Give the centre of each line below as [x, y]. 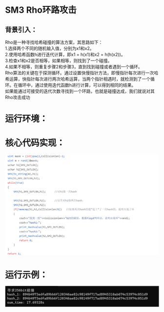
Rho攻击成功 [18, 97]
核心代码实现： [35, 143]
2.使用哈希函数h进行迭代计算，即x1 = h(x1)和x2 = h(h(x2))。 [65, 55]
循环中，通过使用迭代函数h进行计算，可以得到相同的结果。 [77, 85]
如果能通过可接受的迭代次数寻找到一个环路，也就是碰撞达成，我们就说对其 [80, 91]
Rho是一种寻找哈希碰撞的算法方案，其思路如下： [54, 42]
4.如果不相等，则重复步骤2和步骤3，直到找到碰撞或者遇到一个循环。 [74, 67]
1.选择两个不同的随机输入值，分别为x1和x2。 [50, 48]
